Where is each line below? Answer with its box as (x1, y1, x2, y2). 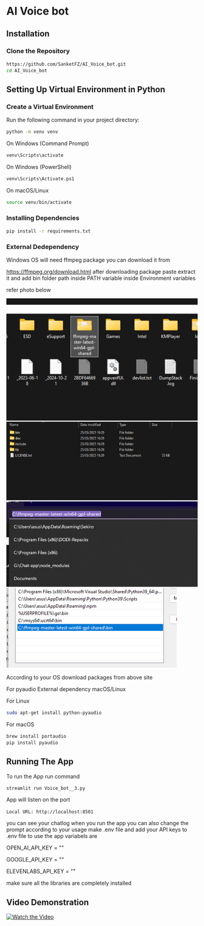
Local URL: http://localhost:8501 (6, 809, 94, 815)
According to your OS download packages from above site (6, 674, 153, 681)
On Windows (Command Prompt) (6, 140, 89, 147)
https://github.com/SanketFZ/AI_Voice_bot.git (6, 61, 126, 67)
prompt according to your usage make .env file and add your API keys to (6, 826, 188, 833)
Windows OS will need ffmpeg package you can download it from (6, 256, 171, 264)
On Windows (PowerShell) (6, 163, 72, 171)
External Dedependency (6, 242, 80, 251)
